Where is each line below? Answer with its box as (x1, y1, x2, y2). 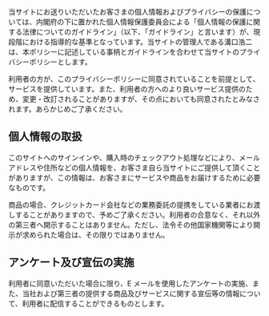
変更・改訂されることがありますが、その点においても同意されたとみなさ (22, 95, 260, 103)
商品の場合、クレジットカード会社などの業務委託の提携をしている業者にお (8, 200, 254, 209)
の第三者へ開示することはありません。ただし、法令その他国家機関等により (8, 220, 254, 229)
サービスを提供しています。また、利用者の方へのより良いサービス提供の (8, 84, 246, 94)
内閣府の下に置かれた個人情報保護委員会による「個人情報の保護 (35, 17, 247, 26)
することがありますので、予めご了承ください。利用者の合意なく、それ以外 (14, 209, 261, 219)
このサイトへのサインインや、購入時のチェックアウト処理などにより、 (8, 152, 239, 162)
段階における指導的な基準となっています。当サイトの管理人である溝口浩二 (8, 37, 253, 47)
